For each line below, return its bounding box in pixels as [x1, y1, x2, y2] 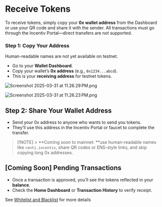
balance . [12, 182, 31, 188]
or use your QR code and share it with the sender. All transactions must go [5, 24, 155, 30]
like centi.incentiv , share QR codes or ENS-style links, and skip [17, 144, 147, 150]
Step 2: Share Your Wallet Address [5, 106, 112, 115]
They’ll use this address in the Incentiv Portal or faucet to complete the [12, 125, 155, 131]
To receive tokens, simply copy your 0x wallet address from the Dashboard [5, 20, 157, 25]
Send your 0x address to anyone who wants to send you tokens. [12, 119, 142, 125]
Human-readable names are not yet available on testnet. [5, 53, 118, 59]
